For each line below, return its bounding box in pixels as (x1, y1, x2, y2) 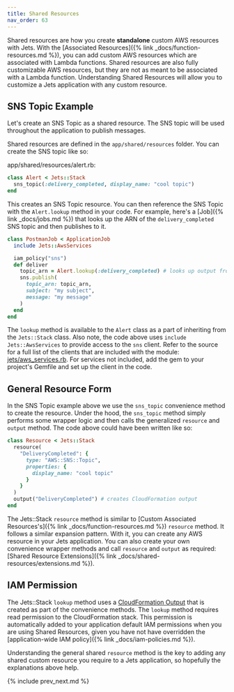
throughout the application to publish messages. (7, 126, 146, 135)
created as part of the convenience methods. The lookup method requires (7, 605, 219, 614)
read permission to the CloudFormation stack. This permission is (7, 612, 193, 621)
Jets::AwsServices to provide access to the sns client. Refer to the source (7, 340, 218, 349)
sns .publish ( (19, 274, 58, 281)
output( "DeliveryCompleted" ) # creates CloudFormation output (13, 496, 198, 503)
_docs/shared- (118, 552, 160, 560)
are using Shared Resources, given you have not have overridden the (7, 627, 205, 635)
